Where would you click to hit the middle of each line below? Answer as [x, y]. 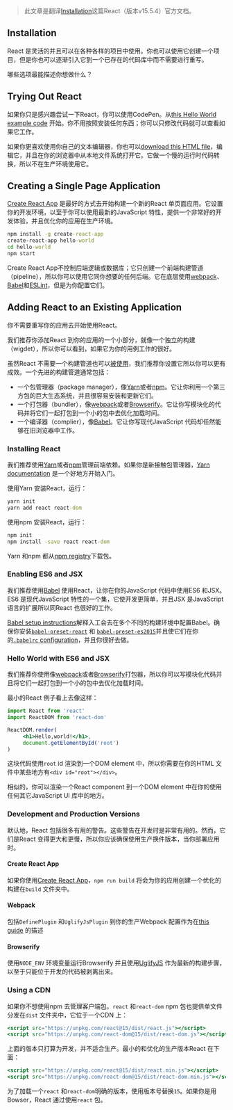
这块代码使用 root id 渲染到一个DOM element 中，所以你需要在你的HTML [111, 764]
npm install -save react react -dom [59, 542]
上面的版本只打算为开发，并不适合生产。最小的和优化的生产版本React [106, 1049]
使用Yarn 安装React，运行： [47, 488]
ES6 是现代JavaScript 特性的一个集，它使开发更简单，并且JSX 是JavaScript [115, 599]
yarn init [21, 501]
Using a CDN [29, 990]
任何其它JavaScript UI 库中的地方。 [58, 796]
